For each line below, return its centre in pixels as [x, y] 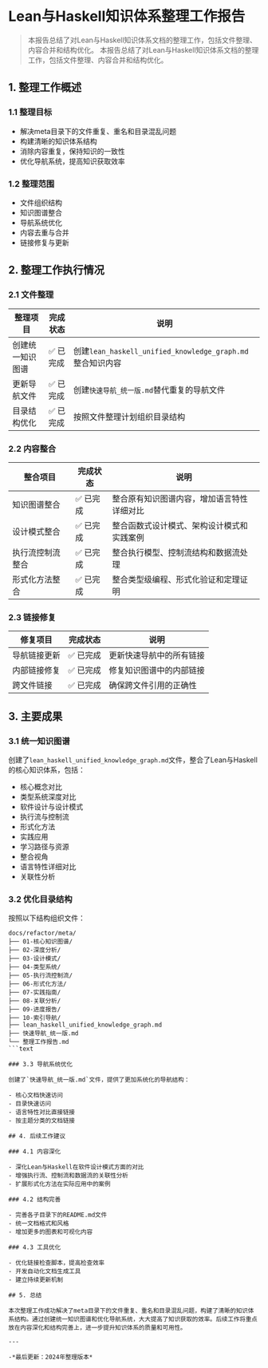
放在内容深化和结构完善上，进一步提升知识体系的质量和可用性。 [97, 1328]
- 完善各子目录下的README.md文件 [58, 1215]
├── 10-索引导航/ [35, 1018]
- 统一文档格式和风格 [39, 1224]
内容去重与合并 [44, 232]
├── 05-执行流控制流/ [41, 976]
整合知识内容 [97, 362]
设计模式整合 [37, 532]
